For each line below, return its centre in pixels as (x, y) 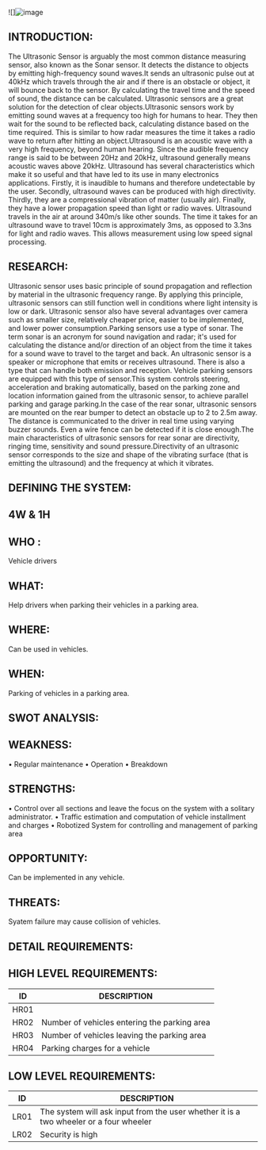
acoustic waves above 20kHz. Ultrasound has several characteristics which (131, 166)
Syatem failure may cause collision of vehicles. (84, 921)
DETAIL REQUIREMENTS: (71, 946)
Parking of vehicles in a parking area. (69, 693)
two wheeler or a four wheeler (96, 1121)
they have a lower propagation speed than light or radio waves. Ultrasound (130, 208)
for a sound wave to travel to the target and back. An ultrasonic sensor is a (130, 353)
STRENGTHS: (42, 789)
